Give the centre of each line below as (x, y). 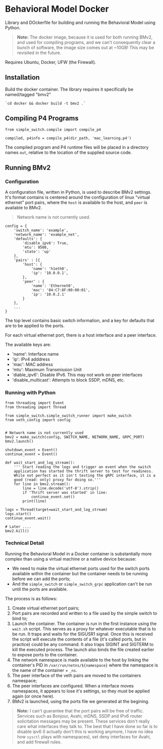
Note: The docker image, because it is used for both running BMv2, (85, 37)
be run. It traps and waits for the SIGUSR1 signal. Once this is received (82, 634)
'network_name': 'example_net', (46, 235)
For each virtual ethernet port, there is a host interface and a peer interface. (81, 335)
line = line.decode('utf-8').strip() (61, 488)
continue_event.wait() (28, 518)
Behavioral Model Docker (57, 9)
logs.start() (18, 514)
